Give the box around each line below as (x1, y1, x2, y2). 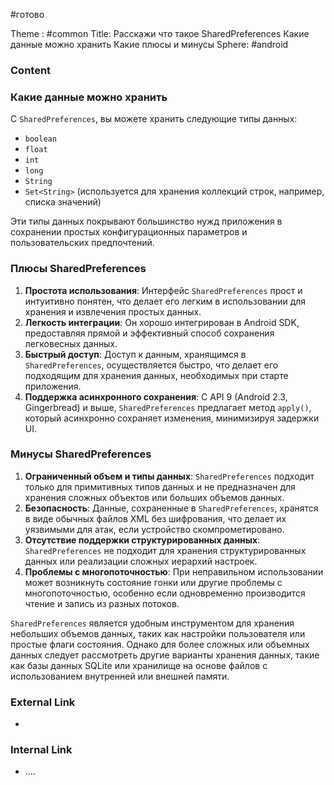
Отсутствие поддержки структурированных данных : (24, 534, 261, 546)
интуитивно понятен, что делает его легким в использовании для (24, 295, 307, 307)
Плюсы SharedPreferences (10, 262, 147, 276)
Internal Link (10, 743, 73, 757)
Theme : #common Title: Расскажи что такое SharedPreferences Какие (10, 28, 310, 39)
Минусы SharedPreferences (10, 447, 152, 461)
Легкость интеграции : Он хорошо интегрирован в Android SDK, (24, 316, 300, 328)
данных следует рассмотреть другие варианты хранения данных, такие (10, 649, 320, 661)
